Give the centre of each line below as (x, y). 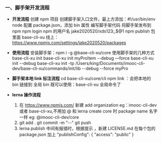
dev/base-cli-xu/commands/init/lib (46, 68)
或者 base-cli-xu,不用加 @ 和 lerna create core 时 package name (83, 111)
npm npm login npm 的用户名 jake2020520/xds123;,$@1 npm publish (81, 31)
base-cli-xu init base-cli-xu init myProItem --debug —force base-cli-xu (83, 58)
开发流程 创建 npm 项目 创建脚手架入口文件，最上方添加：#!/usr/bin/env (84, 19)
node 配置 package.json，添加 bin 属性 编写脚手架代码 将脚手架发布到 (81, 25)
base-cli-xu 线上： (40, 37)
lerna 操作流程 (26, 95)
